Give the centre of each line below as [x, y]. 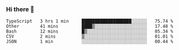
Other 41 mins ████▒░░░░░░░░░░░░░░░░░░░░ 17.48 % [90, 26]
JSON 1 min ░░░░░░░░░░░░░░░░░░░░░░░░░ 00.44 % [90, 42]
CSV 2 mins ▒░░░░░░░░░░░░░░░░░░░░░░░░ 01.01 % [90, 37]
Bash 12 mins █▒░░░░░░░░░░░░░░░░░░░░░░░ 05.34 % [90, 31]
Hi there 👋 [20, 9]
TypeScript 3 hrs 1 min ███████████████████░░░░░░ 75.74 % [90, 22]
